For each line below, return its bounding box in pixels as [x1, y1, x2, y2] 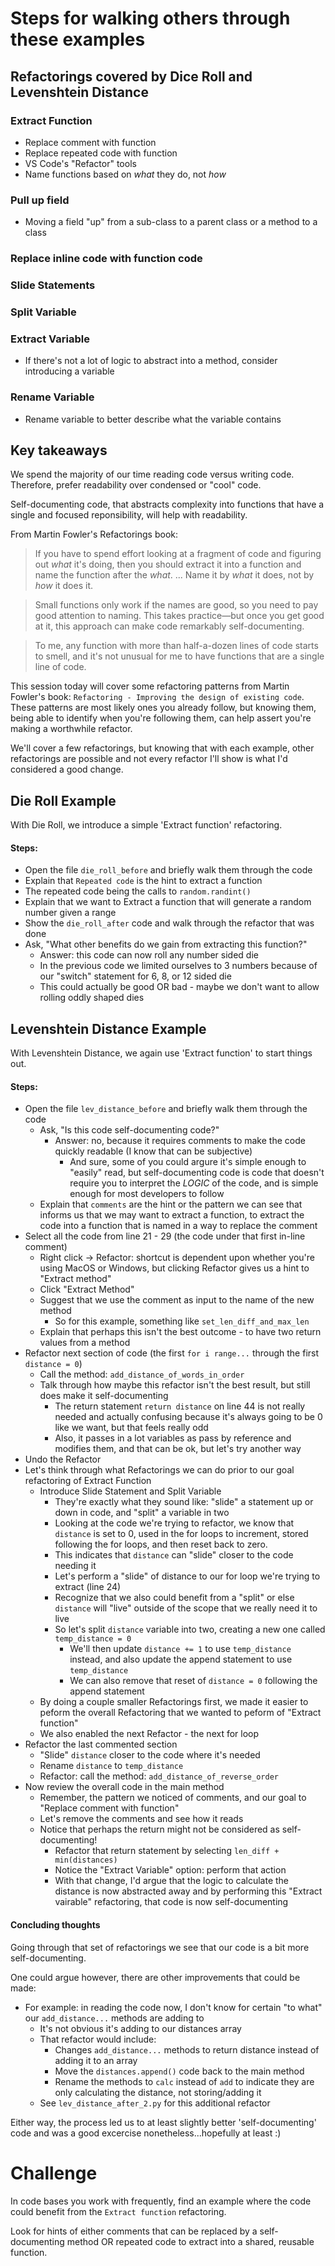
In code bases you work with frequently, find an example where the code [10, 2195, 312, 2207]
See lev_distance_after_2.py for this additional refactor [39, 2097, 271, 2109]
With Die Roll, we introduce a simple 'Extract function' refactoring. [10, 819, 283, 831]
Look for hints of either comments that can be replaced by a [10, 2225, 258, 2237]
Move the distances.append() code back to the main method [54, 2065, 305, 2077]
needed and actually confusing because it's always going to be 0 [54, 1411, 323, 1423]
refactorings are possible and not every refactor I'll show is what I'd [10, 753, 288, 765]
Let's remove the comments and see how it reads [39, 1813, 244, 1825]
